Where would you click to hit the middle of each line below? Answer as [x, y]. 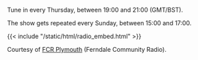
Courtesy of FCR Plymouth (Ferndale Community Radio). [87, 49]
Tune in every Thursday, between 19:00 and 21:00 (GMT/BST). [95, 10]
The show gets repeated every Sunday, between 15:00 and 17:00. [99, 23]
